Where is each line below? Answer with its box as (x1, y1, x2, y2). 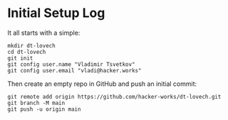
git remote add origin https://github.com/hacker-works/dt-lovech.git (7, 93, 222, 100)
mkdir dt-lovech (7, 42, 56, 49)
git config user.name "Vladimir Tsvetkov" (7, 60, 135, 68)
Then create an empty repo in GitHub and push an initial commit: (7, 80, 197, 88)
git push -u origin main (7, 105, 81, 113)
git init (7, 55, 33, 62)
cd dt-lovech (7, 48, 46, 55)
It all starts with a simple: (7, 28, 81, 37)
